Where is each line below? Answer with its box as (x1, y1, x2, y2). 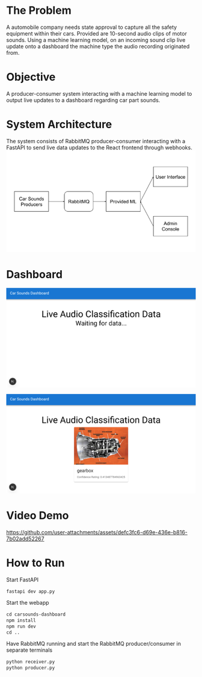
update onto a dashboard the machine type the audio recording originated (6, 43, 190, 50)
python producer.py (6, 664, 55, 671)
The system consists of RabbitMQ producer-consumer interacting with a (6, 137, 185, 144)
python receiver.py (6, 658, 55, 665)
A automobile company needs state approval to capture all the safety (6, 23, 177, 31)
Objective (6, 70, 56, 84)
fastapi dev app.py (6, 588, 55, 595)
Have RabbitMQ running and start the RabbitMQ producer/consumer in (6, 640, 182, 647)
